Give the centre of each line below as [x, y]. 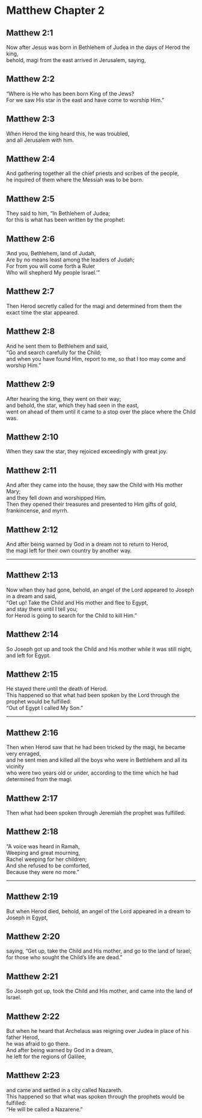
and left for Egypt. [29, 655]
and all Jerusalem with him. [40, 140]
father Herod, [23, 1037]
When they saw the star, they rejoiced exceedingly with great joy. [87, 452]
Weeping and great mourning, [43, 852]
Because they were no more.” [43, 872]
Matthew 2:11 [32, 471]
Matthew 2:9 [31, 384]
